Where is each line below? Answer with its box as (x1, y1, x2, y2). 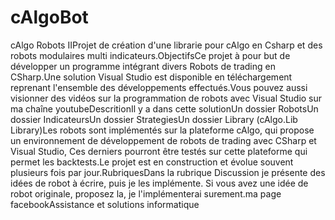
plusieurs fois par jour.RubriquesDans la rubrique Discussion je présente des (10, 166, 326, 178)
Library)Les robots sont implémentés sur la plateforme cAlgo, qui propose (10, 124, 315, 136)
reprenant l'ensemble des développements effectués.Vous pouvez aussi (10, 81, 308, 93)
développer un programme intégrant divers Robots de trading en (10, 60, 276, 72)
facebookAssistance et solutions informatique (10, 198, 200, 210)
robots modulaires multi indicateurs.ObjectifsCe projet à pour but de (10, 49, 291, 61)
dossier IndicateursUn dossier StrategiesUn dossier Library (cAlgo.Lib (10, 113, 298, 125)
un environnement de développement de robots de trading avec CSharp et (10, 134, 317, 146)
